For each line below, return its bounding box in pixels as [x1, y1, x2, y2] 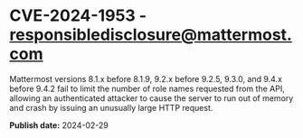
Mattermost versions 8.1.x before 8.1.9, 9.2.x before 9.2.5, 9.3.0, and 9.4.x [9, 73, 283, 84]
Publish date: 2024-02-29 [9, 119, 109, 131]
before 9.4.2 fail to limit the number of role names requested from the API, [9, 83, 285, 94]
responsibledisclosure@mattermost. [9, 24, 292, 45]
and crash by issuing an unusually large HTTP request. [9, 102, 213, 113]
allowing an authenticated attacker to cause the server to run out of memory [9, 92, 294, 104]
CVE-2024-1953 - [9, 5, 147, 26]
